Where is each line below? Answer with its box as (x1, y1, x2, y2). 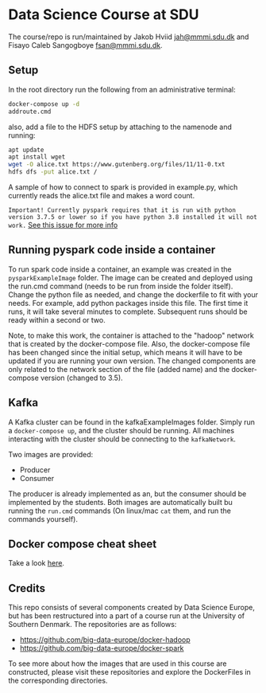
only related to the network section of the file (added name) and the (8, 364, 230, 374)
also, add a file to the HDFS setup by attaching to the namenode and (8, 122, 233, 131)
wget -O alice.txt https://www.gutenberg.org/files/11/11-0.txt (8, 161, 226, 169)
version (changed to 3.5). (40, 373, 123, 382)
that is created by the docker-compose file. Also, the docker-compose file (8, 339, 250, 348)
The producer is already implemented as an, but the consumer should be (8, 488, 247, 499)
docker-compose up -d (8, 100, 80, 108)
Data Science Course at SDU (8, 6, 199, 24)
